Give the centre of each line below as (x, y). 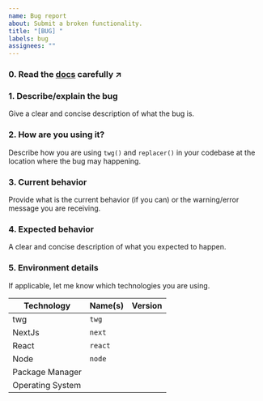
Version (147, 305)
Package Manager (47, 372)
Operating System (47, 385)
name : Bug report (38, 16)
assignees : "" (32, 46)
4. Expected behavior (51, 229)
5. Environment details (53, 268)
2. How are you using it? (57, 134)
